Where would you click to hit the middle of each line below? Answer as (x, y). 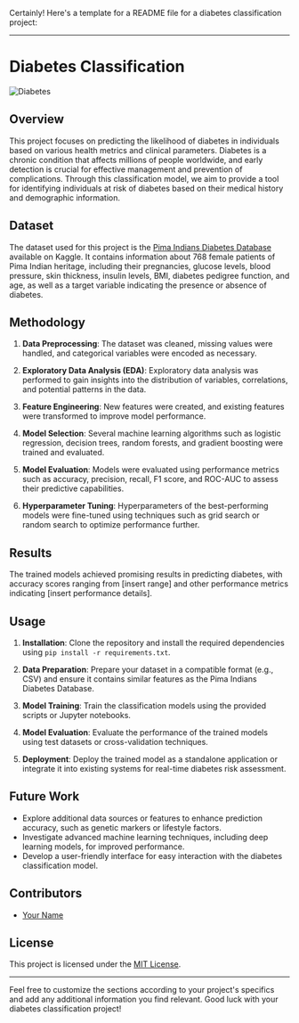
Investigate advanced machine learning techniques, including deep (145, 837)
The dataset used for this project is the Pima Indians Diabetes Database (140, 247)
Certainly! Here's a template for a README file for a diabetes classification (145, 13)
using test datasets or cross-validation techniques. (115, 742)
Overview (37, 119)
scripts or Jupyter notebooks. (77, 715)
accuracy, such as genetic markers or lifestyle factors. (122, 827)
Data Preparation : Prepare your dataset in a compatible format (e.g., (148, 669)
